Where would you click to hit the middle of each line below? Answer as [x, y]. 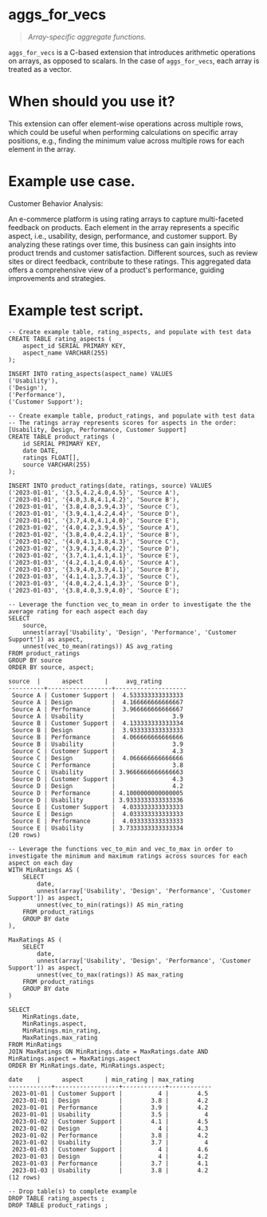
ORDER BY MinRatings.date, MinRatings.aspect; [87, 1065]
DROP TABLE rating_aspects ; [57, 1198]
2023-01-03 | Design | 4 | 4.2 [110, 1156]
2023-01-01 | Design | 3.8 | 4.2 [110, 1100]
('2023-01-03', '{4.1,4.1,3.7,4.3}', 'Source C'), [94, 577]
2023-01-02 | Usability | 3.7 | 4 [110, 1142]
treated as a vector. [40, 69]
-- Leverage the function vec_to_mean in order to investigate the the [130, 605]
